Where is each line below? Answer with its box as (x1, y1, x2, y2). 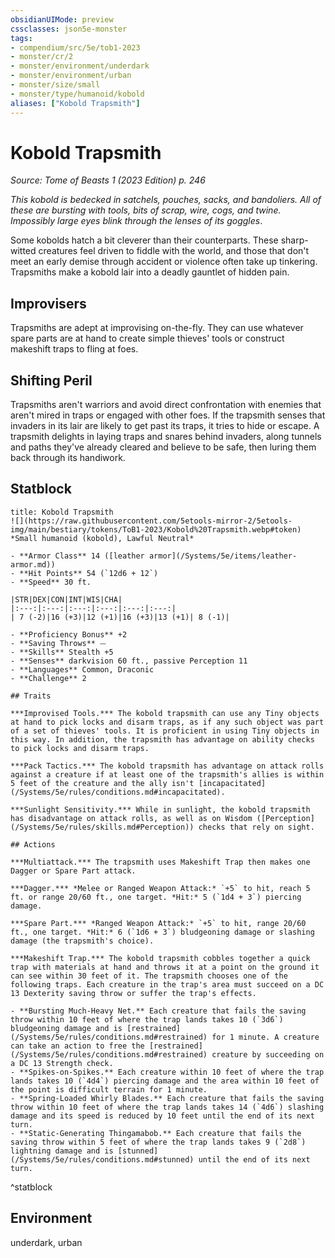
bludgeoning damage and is (10, 1023, 123, 1033)
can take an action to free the (10, 1041, 145, 1051)
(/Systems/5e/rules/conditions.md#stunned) (10, 1154, 195, 1165)
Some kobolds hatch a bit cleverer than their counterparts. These (10, 234, 279, 246)
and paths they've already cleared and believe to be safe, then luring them (10, 441, 317, 453)
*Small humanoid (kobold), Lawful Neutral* (10, 533, 195, 543)
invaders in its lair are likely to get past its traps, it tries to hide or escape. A (10, 420, 320, 432)
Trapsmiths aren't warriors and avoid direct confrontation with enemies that (10, 399, 322, 411)
